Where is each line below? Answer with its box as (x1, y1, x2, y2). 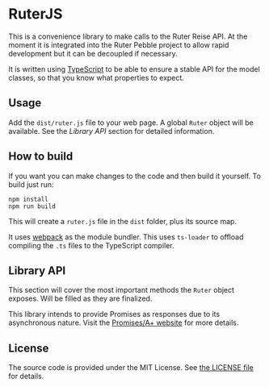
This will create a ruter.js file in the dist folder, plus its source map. (8, 216, 237, 226)
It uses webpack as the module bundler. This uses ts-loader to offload (8, 231, 244, 242)
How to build (8, 150, 74, 164)
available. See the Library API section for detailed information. (8, 126, 215, 135)
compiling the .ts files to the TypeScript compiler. (8, 240, 174, 250)
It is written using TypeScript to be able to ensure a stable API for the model (8, 64, 260, 73)
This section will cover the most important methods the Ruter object (8, 285, 235, 295)
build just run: (8, 179, 54, 189)
